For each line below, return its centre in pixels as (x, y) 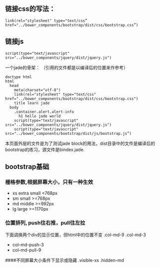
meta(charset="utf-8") (37, 90)
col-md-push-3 (28, 245)
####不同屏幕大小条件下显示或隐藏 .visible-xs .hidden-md (65, 260)
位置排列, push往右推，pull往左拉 (45, 223)
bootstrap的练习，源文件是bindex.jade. (45, 149)
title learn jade (32, 103)
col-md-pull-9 (27, 250)
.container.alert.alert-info (44, 112)
